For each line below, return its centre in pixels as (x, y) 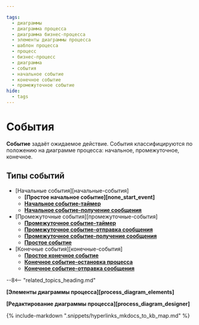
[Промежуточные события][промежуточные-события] (86, 216)
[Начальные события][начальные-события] (72, 190)
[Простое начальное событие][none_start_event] (89, 197)
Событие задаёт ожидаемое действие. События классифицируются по (100, 143)
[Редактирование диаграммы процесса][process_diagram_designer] (98, 304)
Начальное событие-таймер (63, 203)
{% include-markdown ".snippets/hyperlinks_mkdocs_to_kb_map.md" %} (98, 315)
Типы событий (36, 176)
